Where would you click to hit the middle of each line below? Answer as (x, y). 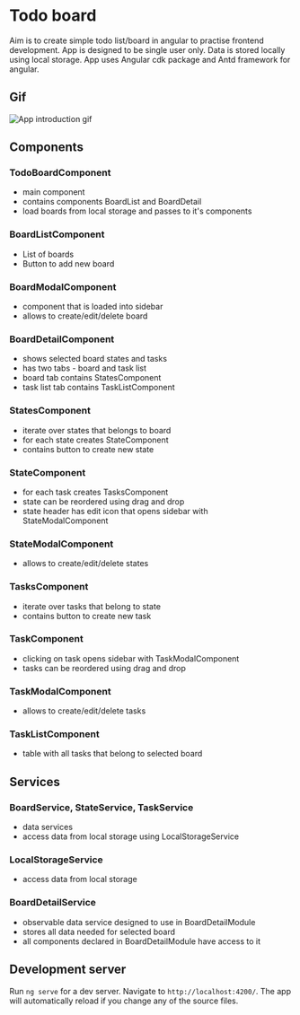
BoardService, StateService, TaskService (101, 807)
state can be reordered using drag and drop (103, 501)
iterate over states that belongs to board (97, 430)
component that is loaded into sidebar (93, 307)
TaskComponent (46, 639)
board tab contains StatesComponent (92, 378)
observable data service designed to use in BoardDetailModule (139, 922)
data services (48, 827)
